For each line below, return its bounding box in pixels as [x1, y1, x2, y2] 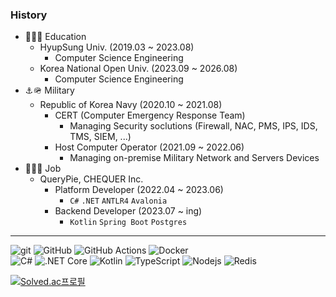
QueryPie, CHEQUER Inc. [39, 173, 144, 185]
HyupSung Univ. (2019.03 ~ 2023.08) [39, 41, 195, 53]
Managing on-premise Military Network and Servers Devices [69, 152, 320, 164]
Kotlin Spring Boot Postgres [69, 218, 188, 228]
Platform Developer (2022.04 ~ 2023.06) [54, 184, 224, 196]
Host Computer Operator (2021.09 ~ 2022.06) [54, 141, 245, 153]
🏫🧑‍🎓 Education [24, 31, 87, 43]
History [10, 8, 48, 22]
